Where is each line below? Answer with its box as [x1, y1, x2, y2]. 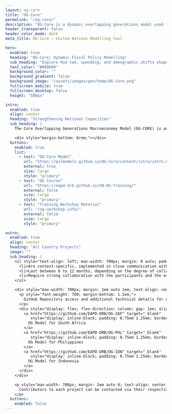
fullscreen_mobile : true [10, 84, 63, 89]
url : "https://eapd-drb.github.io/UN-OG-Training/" [24, 183, 137, 188]
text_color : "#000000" [10, 65, 58, 70]
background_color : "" [10, 69, 56, 74]
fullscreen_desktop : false [10, 88, 68, 93]
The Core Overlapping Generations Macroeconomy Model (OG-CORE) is [14, 126, 161, 131]
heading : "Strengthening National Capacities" [10, 116, 111, 122]
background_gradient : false [10, 74, 70, 79]
